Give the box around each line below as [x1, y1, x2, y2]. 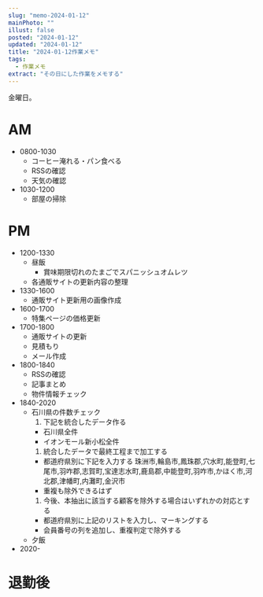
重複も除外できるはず [43, 485, 113, 496]
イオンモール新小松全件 [43, 437, 120, 446]
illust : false [8, 26, 55, 34]
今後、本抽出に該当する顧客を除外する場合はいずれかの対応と [43, 496, 243, 505]
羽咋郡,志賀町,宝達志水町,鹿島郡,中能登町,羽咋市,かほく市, [58, 466, 246, 476]
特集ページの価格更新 [31, 313, 101, 322]
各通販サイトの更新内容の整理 [31, 277, 128, 286]
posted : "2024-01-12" [8, 33, 80, 42]
